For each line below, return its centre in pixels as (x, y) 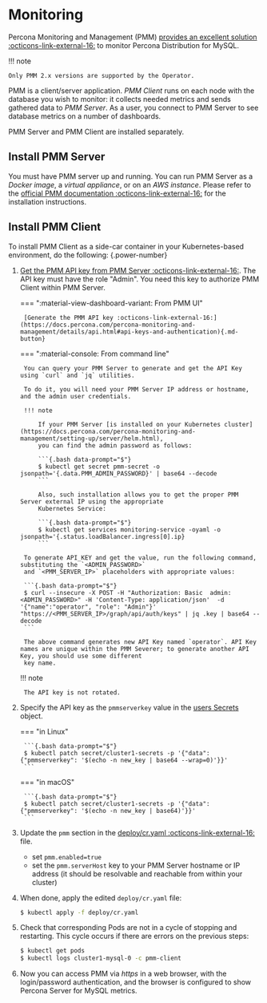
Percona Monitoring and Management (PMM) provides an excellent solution (133, 37)
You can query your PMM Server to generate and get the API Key (133, 368)
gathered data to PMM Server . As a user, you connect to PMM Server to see (133, 107)
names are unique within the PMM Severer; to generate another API (134, 649)
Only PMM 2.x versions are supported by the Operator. (102, 75)
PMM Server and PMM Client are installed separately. (96, 131)
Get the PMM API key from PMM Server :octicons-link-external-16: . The (138, 270)
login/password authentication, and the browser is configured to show (135, 982)
